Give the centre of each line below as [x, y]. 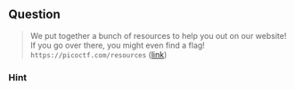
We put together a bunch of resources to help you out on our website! [158, 35]
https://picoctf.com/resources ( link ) [98, 54]
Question [34, 15]
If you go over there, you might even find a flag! [118, 45]
